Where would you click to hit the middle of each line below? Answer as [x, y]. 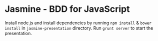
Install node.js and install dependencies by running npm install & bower [78, 23]
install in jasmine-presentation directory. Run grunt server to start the [79, 28]
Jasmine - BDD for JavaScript [67, 9]
